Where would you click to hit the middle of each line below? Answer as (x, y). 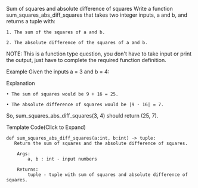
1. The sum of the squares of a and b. (56, 32)
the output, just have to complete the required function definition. (86, 60)
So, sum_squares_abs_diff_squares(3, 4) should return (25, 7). (82, 115)
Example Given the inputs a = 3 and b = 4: (58, 72)
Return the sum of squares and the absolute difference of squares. (101, 143)
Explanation (21, 83)
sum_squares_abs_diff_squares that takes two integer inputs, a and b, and (97, 15)
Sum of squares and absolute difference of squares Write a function (89, 9)
